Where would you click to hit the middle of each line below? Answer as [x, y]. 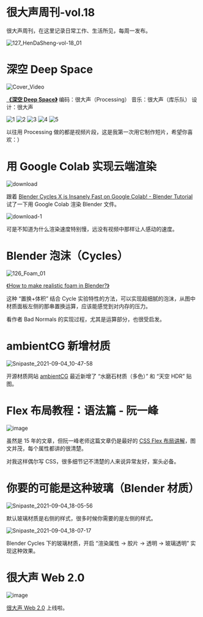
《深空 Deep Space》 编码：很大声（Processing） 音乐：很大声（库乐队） [98, 99]
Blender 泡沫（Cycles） [67, 256]
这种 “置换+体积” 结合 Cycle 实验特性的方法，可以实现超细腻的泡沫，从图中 [101, 298]
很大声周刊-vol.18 [51, 13]
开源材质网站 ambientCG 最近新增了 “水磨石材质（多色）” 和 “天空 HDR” [96, 376]
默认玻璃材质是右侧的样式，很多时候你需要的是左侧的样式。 [81, 518]
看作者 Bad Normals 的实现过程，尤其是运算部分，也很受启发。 [86, 319]
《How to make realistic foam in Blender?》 [58, 286]
